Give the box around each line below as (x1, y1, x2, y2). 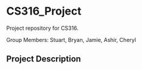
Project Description (6, 54, 81, 65)
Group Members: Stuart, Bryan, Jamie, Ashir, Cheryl (6, 36, 137, 43)
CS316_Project (6, 4, 82, 18)
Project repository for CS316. (6, 24, 79, 32)
